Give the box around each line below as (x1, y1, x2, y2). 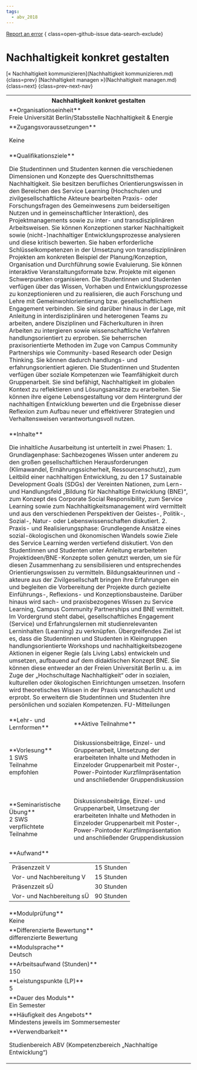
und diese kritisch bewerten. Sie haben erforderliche (9, 239, 154, 247)
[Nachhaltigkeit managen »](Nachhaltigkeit (38, 76, 142, 83)
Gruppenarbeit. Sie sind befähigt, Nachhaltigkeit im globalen (9, 378, 175, 386)
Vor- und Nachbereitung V (12, 873, 86, 881)
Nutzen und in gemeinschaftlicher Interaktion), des (9, 209, 149, 218)
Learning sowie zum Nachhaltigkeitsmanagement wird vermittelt (9, 502, 186, 510)
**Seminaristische (9, 801, 61, 809)
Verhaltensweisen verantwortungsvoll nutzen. (9, 415, 135, 423)
